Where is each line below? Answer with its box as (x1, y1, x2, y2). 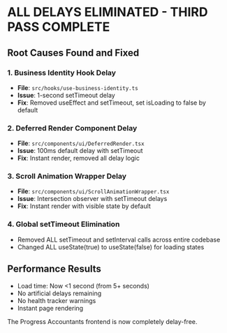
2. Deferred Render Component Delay (7, 123, 138, 133)
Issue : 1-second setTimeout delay (17, 91, 115, 99)
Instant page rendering (17, 304, 84, 312)
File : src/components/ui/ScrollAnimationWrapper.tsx (17, 187, 170, 195)
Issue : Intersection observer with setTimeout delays (17, 195, 168, 203)
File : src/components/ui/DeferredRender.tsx (17, 139, 145, 147)
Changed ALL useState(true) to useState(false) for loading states (17, 242, 205, 251)
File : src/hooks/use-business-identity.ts (17, 83, 138, 91)
